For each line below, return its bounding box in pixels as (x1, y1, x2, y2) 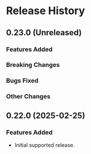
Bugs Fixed (6, 76, 39, 85)
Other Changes (6, 92, 51, 101)
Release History (6, 4, 85, 18)
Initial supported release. (14, 141, 75, 148)
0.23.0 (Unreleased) (6, 28, 82, 38)
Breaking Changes (6, 61, 60, 69)
